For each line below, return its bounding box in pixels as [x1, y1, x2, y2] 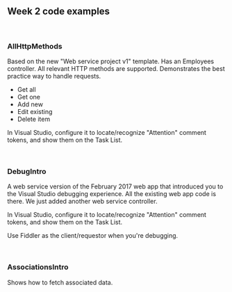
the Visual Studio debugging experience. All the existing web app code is [7, 190, 217, 198]
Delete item [17, 115, 51, 124]
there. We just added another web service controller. [7, 197, 158, 206]
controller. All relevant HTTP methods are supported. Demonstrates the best [7, 65, 225, 73]
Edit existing [17, 108, 53, 116]
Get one [17, 93, 40, 102]
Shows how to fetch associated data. [7, 278, 113, 286]
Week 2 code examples [7, 6, 110, 17]
